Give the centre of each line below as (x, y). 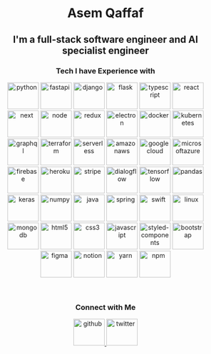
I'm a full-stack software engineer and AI (105, 40)
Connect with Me (105, 307)
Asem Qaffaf (105, 13)
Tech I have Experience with (105, 71)
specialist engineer (105, 50)
